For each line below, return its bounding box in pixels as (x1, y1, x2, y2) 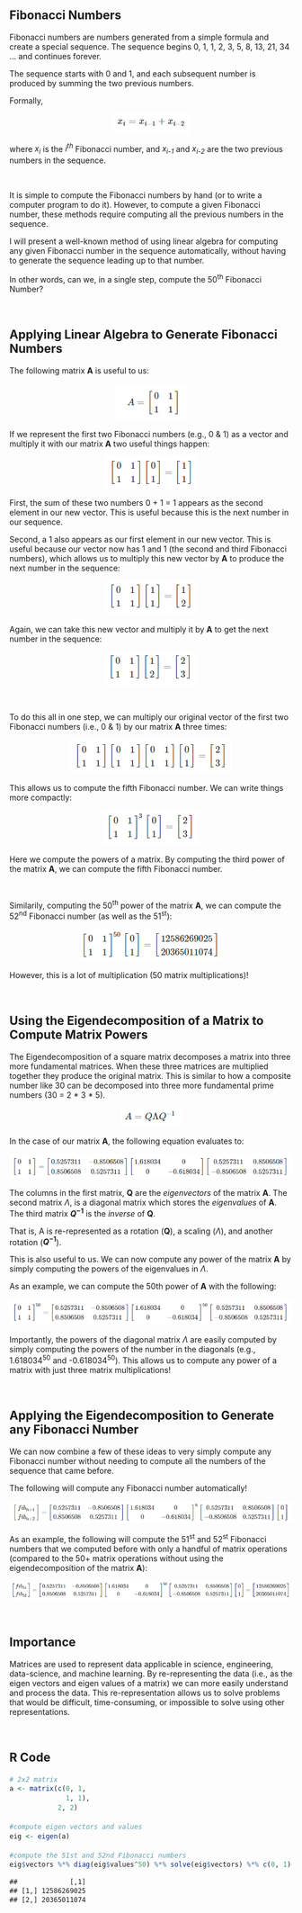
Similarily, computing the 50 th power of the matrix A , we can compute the (9, 898, 281, 911)
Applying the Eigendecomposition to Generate (9, 1408, 274, 1424)
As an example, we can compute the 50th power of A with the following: (9, 1281, 277, 1292)
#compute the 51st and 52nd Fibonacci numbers (9, 1851, 187, 1860)
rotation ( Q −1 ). (9, 1235, 62, 1247)
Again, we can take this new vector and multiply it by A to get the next (9, 624, 269, 634)
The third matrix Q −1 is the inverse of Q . (9, 1207, 155, 1218)
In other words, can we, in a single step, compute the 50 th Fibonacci (9, 273, 262, 284)
